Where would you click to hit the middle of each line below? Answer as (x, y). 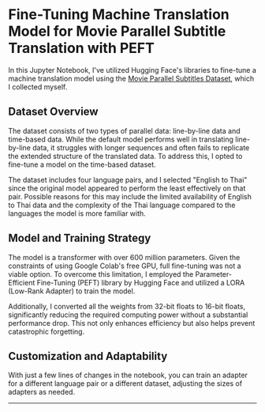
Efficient (22, 282)
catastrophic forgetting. (47, 331)
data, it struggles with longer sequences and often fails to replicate (141, 147)
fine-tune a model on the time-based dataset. (82, 164)
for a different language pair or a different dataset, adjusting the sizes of (125, 384)
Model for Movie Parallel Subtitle (117, 31)
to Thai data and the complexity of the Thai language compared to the (122, 205)
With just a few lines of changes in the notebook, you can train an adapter (128, 375)
